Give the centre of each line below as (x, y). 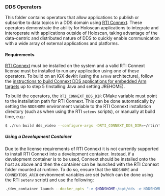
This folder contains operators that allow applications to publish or (72, 18)
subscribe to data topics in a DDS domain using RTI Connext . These (74, 22)
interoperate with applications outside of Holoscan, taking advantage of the (82, 33)
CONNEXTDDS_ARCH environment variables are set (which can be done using (79, 175)
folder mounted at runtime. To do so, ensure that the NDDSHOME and (72, 170)
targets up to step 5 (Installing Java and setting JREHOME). (65, 86)
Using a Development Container (39, 136)
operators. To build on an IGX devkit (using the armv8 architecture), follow (79, 76)
